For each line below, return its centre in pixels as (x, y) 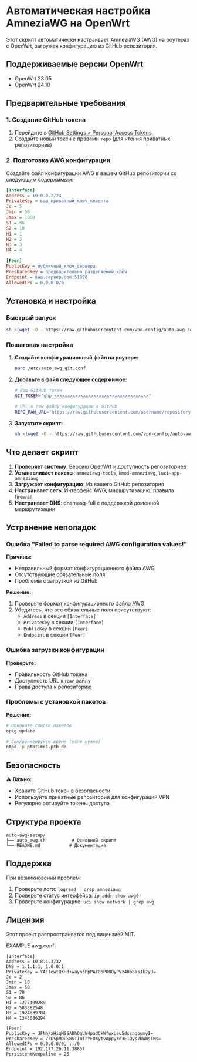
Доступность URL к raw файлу (52, 680)
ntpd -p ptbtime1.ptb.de (36, 747)
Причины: (19, 557)
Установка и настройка (51, 301)
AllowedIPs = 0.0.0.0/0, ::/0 (43, 1044)
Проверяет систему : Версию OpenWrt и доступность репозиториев (100, 466)
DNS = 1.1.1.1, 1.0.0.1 (35, 967)
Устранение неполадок (51, 527)
